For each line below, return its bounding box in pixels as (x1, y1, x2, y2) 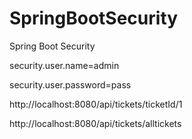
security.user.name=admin (9, 59, 120, 71)
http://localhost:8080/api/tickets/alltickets (9, 117, 182, 129)
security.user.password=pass (9, 78, 132, 91)
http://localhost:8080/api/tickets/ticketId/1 (9, 98, 183, 110)
